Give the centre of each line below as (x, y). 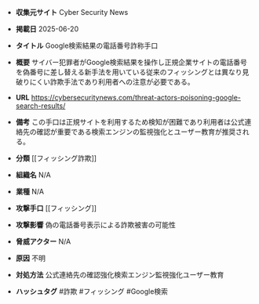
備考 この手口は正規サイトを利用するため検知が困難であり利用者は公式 (130, 122)
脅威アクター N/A (43, 241)
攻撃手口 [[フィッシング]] (56, 208)
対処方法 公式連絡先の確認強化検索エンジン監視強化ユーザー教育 (120, 275)
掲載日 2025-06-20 (47, 29)
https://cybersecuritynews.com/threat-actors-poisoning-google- (136, 98)
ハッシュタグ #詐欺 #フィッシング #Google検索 (92, 291)
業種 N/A (30, 192)
